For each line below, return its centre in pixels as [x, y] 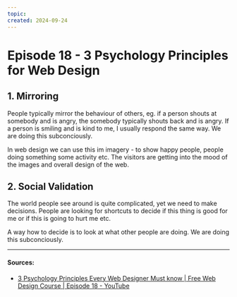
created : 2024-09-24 [38, 20]
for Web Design [54, 70]
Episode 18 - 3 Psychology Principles [118, 55]
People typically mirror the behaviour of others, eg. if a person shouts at [112, 113]
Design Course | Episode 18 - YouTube [73, 286]
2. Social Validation [50, 187]
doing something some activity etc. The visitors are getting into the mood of [117, 157]
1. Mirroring [33, 96]
